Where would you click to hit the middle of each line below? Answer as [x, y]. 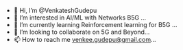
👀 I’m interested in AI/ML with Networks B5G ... [80, 18]
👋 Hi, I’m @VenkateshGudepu [55, 10]
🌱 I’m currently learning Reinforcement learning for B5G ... [95, 25]
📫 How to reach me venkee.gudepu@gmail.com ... [85, 40]
